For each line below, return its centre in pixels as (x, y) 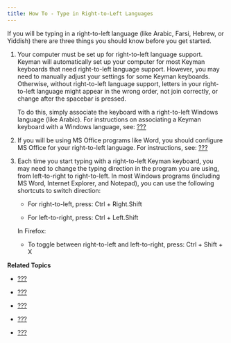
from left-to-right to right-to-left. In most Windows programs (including (119, 176)
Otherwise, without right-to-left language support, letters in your (109, 83)
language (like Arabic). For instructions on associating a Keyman (109, 119)
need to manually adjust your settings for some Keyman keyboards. (113, 76)
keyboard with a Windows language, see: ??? (82, 126)
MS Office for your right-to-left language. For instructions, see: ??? (112, 147)
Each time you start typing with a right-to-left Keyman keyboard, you (115, 161)
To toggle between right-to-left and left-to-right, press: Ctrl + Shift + (125, 244)
